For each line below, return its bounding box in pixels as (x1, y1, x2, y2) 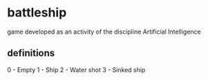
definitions (7, 47, 55, 59)
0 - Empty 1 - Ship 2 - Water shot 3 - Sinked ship (7, 65, 146, 73)
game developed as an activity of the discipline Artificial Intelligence (7, 27, 202, 36)
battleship (7, 5, 67, 21)
